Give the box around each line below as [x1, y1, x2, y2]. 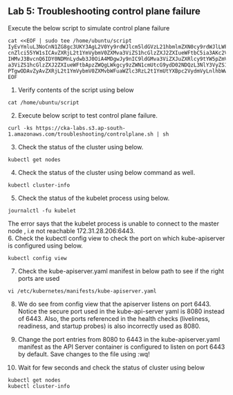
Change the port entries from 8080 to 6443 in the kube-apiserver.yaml [17, 335, 221, 343]
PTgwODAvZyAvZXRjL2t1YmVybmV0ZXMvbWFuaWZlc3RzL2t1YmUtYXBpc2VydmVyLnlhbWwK [8, 67, 231, 75]
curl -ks [8, 125, 33, 131]
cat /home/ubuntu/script [8, 99, 80, 106]
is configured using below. [8, 241, 84, 250]
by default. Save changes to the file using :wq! [17, 349, 151, 358]
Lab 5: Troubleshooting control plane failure [8, 6, 201, 17]
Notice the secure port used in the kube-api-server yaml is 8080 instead [17, 307, 225, 315]
